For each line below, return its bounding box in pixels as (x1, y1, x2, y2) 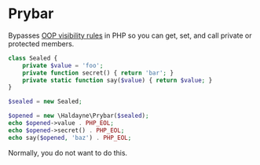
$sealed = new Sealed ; (8, 97, 82, 106)
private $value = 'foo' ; (22, 61, 104, 69)
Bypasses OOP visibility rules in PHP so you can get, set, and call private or (8, 31, 253, 40)
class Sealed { (8, 54, 58, 62)
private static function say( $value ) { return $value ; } (22, 76, 213, 84)
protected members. (8, 38, 75, 48)
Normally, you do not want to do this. (8, 148, 128, 157)
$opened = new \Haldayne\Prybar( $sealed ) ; (8, 112, 149, 120)
